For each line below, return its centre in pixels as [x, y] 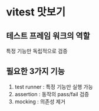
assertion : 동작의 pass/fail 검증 [52, 94]
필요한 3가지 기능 [35, 71]
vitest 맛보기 [36, 12]
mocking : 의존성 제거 [40, 102]
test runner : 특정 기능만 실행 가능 [54, 87]
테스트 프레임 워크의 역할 [48, 36]
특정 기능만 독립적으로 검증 [37, 51]
